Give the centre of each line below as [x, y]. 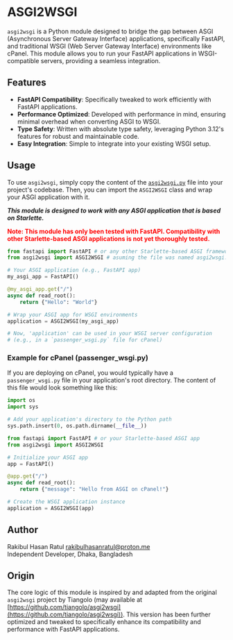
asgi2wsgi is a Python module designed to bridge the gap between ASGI [110, 31]
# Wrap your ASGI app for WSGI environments [72, 314]
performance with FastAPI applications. [63, 630]
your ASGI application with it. [49, 197]
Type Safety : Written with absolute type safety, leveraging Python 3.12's [120, 128]
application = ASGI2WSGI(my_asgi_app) [63, 321]
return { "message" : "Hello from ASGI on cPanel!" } [94, 489]
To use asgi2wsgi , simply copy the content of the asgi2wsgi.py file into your [115, 182]
